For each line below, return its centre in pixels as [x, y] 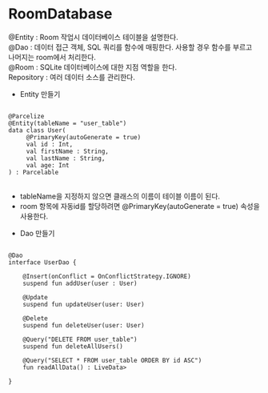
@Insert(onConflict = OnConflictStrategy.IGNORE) [107, 276]
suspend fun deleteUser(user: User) [84, 325]
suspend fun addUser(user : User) [80, 283]
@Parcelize [26, 116]
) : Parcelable [34, 172]
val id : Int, [50, 144]
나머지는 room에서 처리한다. [52, 57]
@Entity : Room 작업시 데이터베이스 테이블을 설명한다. [93, 37]
